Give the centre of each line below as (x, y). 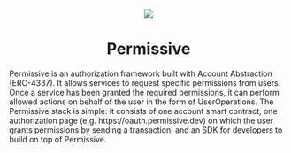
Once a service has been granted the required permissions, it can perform (145, 92)
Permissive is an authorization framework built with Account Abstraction (141, 73)
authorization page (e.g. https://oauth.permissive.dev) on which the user (142, 120)
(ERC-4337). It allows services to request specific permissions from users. (145, 82)
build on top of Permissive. (58, 139)
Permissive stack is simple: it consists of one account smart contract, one (143, 111)
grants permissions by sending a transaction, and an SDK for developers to (146, 130)
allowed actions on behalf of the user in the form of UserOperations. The (142, 102)
